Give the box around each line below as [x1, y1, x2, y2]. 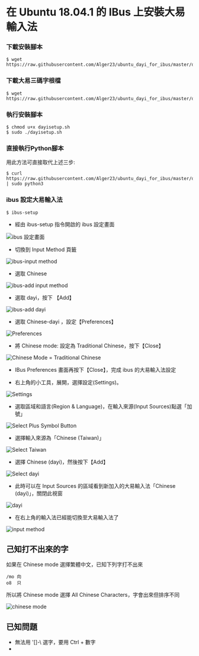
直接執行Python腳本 [6, 144, 64, 152]
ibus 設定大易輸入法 [6, 196, 63, 204]
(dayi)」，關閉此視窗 [14, 490, 63, 497]
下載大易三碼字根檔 [6, 76, 61, 85]
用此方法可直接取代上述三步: [6, 159, 76, 166]
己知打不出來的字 [6, 544, 69, 554]
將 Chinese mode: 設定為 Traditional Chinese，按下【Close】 [14, 342, 164, 349]
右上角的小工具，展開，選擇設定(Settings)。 [14, 378, 122, 385]
